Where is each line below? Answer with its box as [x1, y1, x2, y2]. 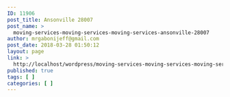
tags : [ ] [7, 73, 36, 81]
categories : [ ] [7, 80, 53, 87]
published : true [7, 67, 53, 74]
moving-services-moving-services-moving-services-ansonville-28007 [13, 29, 210, 36]
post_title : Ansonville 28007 [7, 16, 94, 23]
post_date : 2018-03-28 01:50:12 [7, 42, 99, 48]
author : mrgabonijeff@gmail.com [7, 36, 99, 42]
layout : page [7, 48, 44, 55]
